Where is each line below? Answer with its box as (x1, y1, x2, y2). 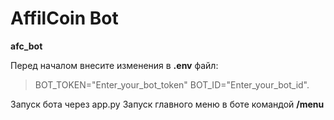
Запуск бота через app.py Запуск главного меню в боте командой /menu (10, 98, 325, 110)
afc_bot (10, 40, 43, 52)
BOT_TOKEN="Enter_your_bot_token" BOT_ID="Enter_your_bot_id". (34, 78, 310, 91)
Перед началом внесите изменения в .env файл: (10, 59, 219, 71)
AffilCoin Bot (10, 7, 119, 30)
